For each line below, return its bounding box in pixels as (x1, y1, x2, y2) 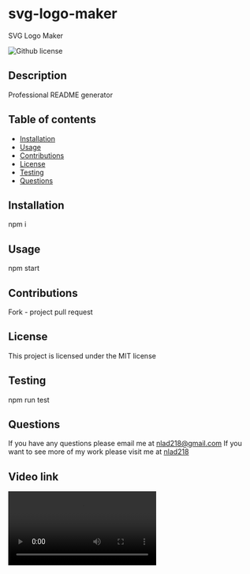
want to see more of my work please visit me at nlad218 (8, 447, 189, 456)
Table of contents (8, 113, 96, 126)
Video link (8, 470, 59, 483)
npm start (8, 264, 40, 273)
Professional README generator (8, 90, 113, 99)
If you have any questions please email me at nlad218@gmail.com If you (8, 439, 242, 448)
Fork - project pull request (8, 307, 93, 317)
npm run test (8, 395, 50, 404)
